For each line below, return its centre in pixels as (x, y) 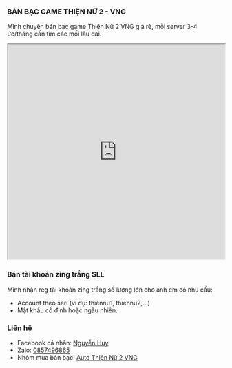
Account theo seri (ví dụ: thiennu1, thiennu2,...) (83, 303)
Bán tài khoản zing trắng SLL (56, 274)
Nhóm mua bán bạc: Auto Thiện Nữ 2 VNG (77, 357)
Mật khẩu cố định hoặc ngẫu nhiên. (67, 310)
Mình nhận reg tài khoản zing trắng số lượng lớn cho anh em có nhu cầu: (110, 290)
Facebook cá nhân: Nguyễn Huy (63, 343)
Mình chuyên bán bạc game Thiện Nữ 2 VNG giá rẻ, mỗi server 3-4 (102, 27)
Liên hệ (20, 328)
